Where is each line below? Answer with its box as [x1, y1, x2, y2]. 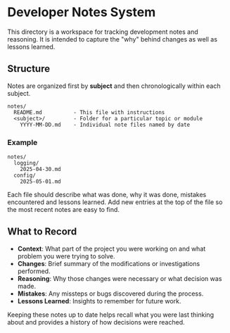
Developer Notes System [7, 4, 156, 20]
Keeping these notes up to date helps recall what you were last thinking [7, 310, 215, 319]
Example [7, 137, 38, 147]
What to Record [7, 226, 77, 238]
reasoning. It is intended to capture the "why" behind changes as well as [7, 34, 218, 43]
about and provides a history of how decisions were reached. [7, 318, 185, 326]
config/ [13, 172, 37, 180]
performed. [17, 267, 51, 275]
